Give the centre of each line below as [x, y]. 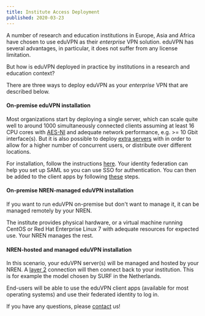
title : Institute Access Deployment [53, 12]
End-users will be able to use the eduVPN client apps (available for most [98, 288]
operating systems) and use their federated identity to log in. [83, 295]
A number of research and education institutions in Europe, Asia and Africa [101, 35]
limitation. [19, 55]
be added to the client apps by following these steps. [73, 176]
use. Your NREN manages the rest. [50, 235]
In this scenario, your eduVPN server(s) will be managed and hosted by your [102, 263]
